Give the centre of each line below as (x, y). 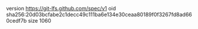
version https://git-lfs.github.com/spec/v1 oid (61, 8)
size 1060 (40, 21)
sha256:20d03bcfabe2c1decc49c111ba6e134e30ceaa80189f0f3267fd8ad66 (99, 14)
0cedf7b (17, 21)
